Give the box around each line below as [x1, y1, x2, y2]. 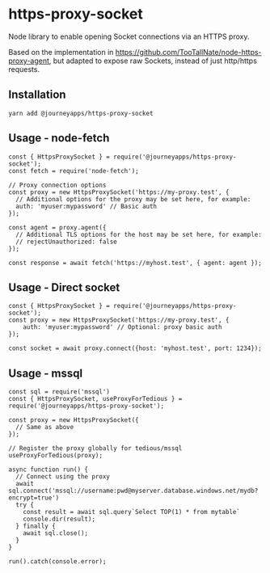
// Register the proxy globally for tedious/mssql [8, 444, 183, 453]
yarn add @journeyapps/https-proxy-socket [8, 109, 154, 117]
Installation [8, 88, 66, 102]
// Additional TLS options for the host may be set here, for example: [15, 230, 263, 238]
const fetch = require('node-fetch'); [8, 166, 139, 175]
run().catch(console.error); [8, 558, 107, 566]
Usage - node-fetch [8, 131, 110, 145]
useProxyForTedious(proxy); [8, 452, 103, 460]
